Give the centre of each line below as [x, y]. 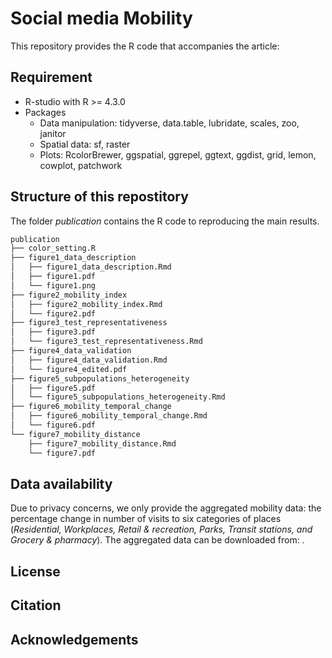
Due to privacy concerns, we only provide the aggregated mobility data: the [166, 508]
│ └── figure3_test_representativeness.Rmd [106, 342]
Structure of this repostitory [99, 197]
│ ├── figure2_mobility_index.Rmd [86, 304]
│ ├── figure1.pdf [53, 277]
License [35, 571]
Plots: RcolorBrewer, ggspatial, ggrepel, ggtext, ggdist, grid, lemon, [178, 154]
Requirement [51, 77]
